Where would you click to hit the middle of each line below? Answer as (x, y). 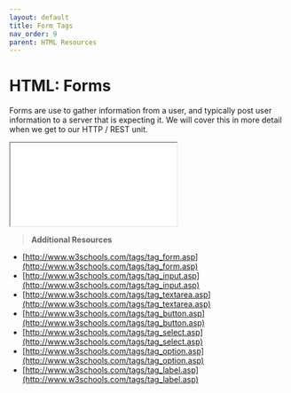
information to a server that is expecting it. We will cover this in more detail (145, 120)
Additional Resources (71, 240)
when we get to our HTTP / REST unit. (79, 130)
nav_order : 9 (33, 34)
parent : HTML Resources (53, 42)
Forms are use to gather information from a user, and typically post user (141, 111)
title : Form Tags (41, 26)
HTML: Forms (60, 86)
